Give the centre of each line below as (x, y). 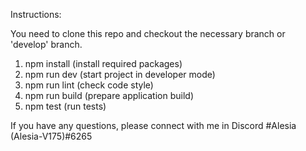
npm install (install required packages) (103, 63)
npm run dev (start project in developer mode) (120, 74)
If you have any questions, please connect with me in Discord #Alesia (153, 125)
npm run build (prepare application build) (109, 95)
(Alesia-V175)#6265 (51, 136)
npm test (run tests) (65, 106)
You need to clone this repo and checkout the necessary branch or (148, 33)
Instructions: (36, 14)
